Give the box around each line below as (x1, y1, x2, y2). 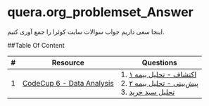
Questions (141, 58, 177, 67)
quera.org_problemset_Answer (7, 4, 194, 20)
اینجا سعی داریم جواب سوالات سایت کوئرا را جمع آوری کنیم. (7, 27, 165, 36)
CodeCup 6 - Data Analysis (22, 78, 114, 88)
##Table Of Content (7, 41, 65, 49)
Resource (51, 58, 84, 67)
